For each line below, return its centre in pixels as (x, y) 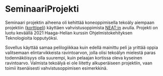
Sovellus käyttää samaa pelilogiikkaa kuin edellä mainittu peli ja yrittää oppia (81, 47)
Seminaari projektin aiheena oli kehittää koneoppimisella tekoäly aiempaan (80, 22)
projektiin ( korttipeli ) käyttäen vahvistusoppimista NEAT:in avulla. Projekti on (81, 27)
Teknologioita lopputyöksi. (31, 38)
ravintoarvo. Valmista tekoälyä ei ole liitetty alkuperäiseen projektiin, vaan (79, 63)
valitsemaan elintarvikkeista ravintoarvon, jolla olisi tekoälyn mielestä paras (81, 53)
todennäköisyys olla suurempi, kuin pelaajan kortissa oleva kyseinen (74, 57)
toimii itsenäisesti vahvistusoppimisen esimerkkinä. (56, 68)
